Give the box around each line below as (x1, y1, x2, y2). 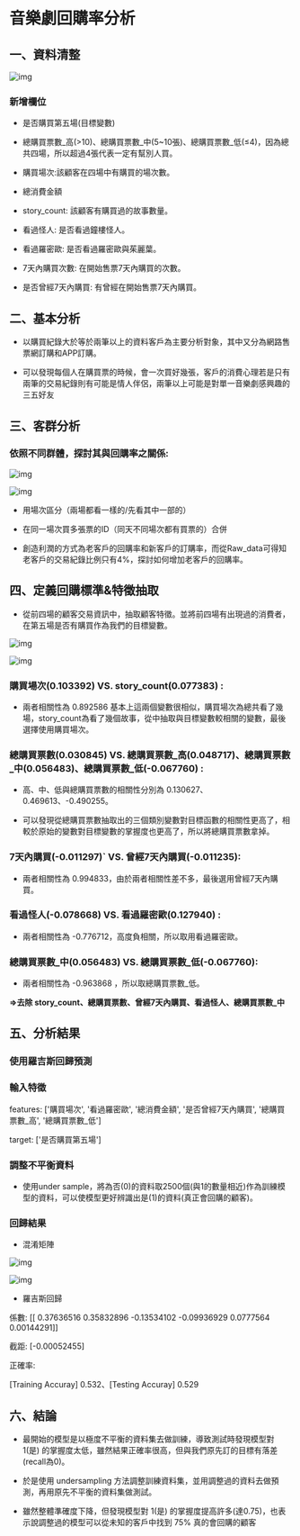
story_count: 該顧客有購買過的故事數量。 (22, 205, 173, 216)
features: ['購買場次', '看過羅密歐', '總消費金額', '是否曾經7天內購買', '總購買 (9, 1104, 286, 1115)
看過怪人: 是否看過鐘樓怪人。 (22, 224, 130, 235)
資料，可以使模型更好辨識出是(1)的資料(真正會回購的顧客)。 (38, 1192, 258, 1203)
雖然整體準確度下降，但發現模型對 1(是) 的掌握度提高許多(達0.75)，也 (22, 1505, 278, 1517)
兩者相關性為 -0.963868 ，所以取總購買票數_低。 (22, 978, 205, 989)
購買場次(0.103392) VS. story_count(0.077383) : (9, 679, 225, 691)
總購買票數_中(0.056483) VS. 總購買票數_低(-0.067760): (9, 955, 259, 968)
